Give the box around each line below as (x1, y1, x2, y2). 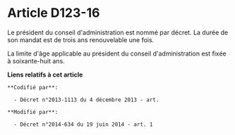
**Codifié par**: (7, 84, 59, 91)
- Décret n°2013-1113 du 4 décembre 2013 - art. (13, 96, 159, 103)
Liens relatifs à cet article (7, 70, 83, 79)
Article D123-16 (7, 5, 100, 21)
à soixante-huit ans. (7, 56, 65, 65)
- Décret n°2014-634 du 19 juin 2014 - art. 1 (13, 121, 153, 128)
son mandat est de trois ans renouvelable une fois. (7, 35, 155, 44)
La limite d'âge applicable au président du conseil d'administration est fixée (7, 49, 227, 58)
